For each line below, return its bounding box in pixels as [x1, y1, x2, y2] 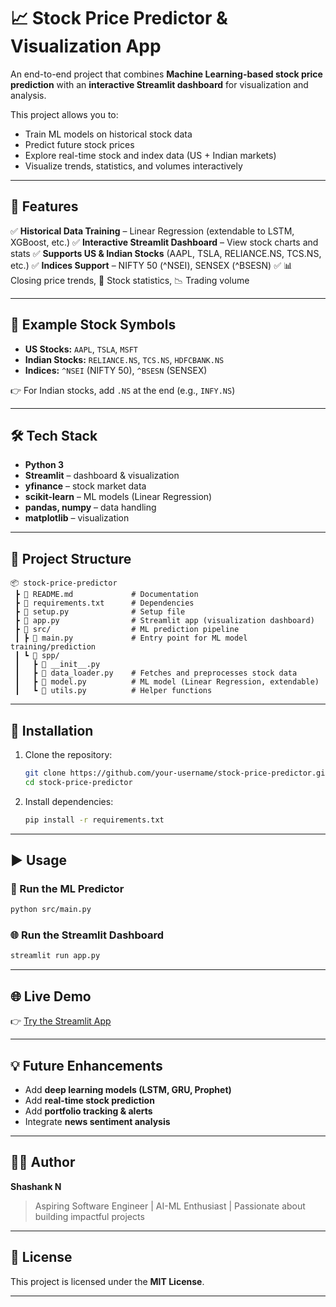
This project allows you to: [10, 108, 119, 120]
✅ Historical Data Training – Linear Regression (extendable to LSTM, [10, 225, 295, 237]
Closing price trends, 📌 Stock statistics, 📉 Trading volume [10, 274, 250, 286]
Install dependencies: [24, 795, 114, 807]
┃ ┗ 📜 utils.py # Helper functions [14, 686, 213, 696]
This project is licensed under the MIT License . [10, 1275, 205, 1287]
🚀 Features [10, 198, 79, 215]
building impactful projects [34, 1210, 145, 1222]
